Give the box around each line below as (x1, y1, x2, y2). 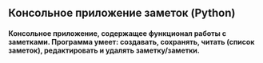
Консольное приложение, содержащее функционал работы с (8, 28, 226, 38)
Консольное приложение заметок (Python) (8, 6, 236, 20)
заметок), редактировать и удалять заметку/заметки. (8, 45, 200, 55)
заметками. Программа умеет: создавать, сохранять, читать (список (8, 37, 255, 46)
